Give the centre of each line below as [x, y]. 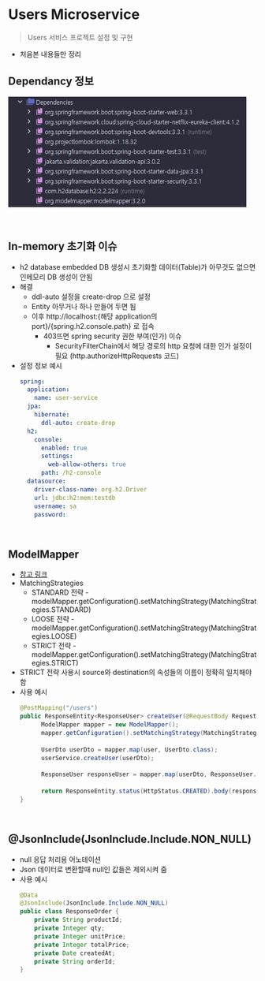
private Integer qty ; [69, 928]
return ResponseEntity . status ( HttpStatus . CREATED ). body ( [136, 791]
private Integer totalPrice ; [82, 945]
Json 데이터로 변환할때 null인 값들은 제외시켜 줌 [93, 869]
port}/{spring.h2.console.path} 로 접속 [93, 326]
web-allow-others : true [87, 464]
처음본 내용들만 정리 [50, 54]
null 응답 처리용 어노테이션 [60, 859]
